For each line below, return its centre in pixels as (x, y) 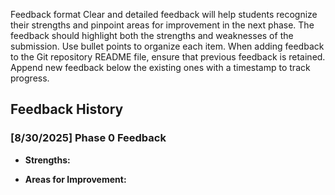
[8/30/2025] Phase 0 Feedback (88, 138)
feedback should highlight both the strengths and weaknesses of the (152, 35)
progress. (30, 78)
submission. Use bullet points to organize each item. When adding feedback (167, 46)
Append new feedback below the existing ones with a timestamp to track (160, 67)
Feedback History (67, 109)
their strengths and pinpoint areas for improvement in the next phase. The (162, 25)
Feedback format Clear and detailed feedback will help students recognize (164, 14)
